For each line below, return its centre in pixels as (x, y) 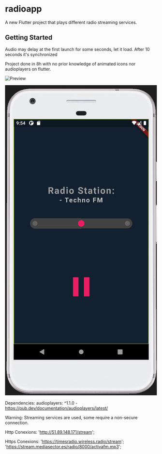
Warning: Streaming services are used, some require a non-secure (71, 417)
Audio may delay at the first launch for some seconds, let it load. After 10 (77, 49)
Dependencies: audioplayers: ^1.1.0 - (41, 403)
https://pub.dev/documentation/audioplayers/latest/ (57, 408)
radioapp (23, 9)
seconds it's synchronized (31, 54)
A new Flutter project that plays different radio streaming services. (71, 22)
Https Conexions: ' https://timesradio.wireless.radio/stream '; (65, 441)
